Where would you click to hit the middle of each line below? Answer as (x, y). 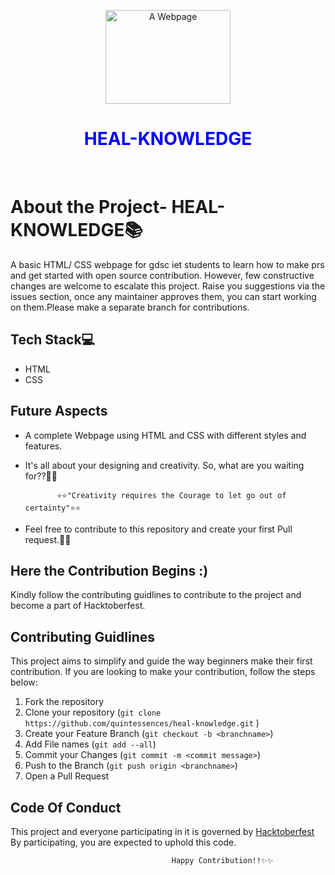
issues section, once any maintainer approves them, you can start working (163, 296)
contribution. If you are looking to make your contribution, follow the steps (163, 672)
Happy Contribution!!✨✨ (222, 860)
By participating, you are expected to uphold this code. (123, 842)
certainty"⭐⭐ (53, 508)
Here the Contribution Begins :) (109, 570)
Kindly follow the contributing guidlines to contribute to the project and (156, 595)
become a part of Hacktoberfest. (78, 606)
